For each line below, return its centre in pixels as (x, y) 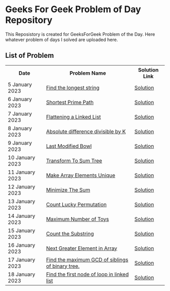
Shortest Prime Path (70, 102)
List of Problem (30, 56)
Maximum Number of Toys (78, 219)
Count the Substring (70, 234)
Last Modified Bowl (69, 146)
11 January (22, 172)
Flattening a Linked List (74, 117)
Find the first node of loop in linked (88, 274)
